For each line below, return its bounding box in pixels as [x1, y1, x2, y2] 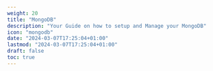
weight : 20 [7, 9, 38, 17]
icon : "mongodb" [7, 28, 53, 36]
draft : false [7, 48, 45, 55]
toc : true [7, 54, 36, 61]
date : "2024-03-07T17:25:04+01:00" [7, 35, 109, 42]
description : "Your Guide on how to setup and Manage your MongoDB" [7, 22, 207, 29]
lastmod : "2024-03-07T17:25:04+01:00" [7, 41, 118, 48]
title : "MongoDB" [7, 16, 57, 23]
